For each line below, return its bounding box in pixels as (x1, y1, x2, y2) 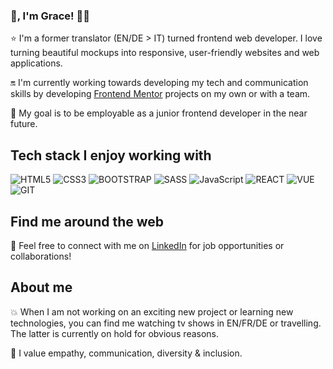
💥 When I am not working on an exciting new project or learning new (10, 305, 294, 318)
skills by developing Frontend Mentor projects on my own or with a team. (10, 88, 311, 100)
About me (10, 279, 73, 296)
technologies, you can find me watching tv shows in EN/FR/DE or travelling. (10, 317, 322, 329)
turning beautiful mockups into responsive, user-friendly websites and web (10, 47, 320, 59)
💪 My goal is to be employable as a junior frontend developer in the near (10, 107, 308, 119)
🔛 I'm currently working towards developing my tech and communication (10, 77, 309, 89)
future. (10, 118, 38, 130)
